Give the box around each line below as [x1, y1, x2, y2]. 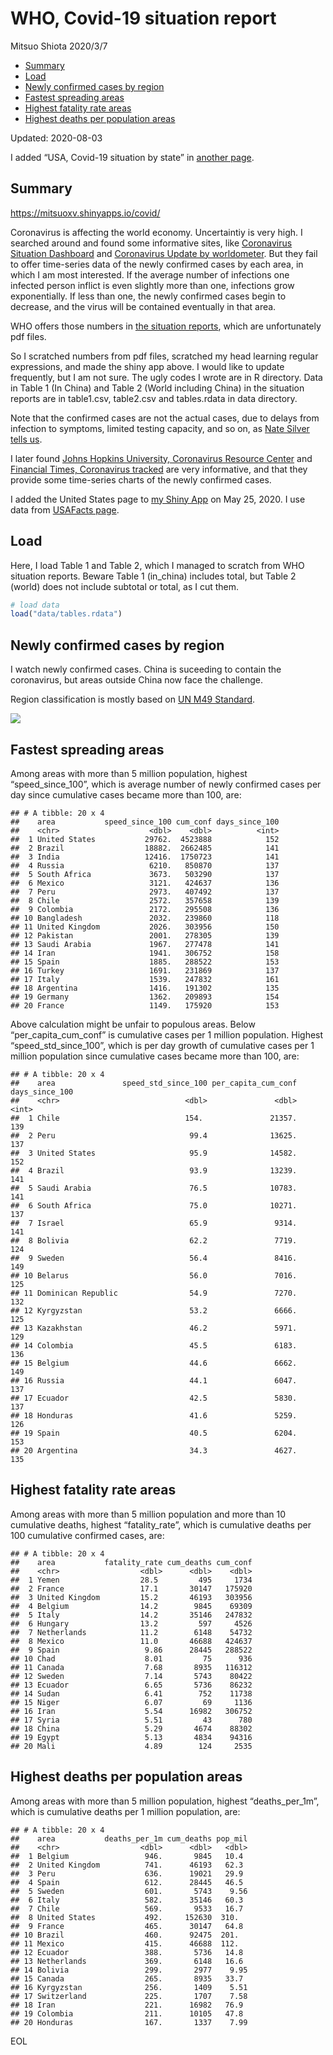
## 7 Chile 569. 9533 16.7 [10, 1903, 244, 1914]
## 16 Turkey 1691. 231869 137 [10, 965, 280, 976]
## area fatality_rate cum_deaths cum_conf [10, 1557, 253, 1567]
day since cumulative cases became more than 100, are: [10, 788, 242, 801]
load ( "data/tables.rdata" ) [10, 609, 123, 619]
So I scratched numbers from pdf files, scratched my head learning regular [10, 350, 319, 362]
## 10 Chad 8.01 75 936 [10, 1653, 253, 1664]
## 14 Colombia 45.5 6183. [10, 1340, 298, 1351]
